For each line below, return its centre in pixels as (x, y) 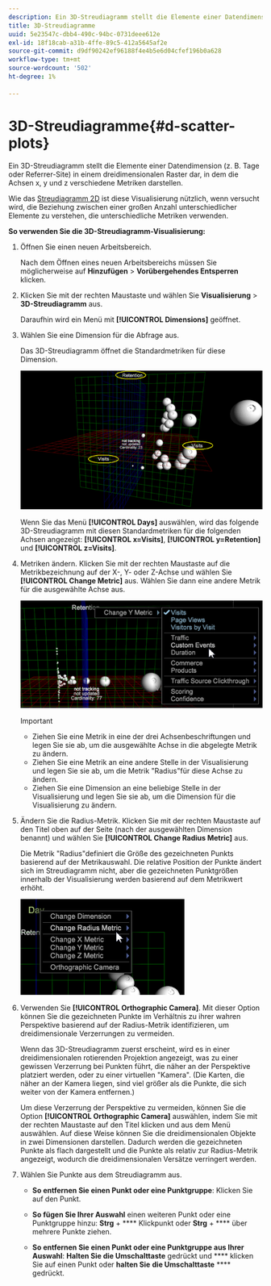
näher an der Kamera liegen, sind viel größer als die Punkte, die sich (133, 1083)
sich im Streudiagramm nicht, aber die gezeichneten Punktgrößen (129, 871)
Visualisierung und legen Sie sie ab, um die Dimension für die (134, 797)
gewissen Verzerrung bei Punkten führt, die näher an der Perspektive (135, 1067)
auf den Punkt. (56, 1199)
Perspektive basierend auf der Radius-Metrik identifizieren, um (125, 1025)
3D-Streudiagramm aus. (61, 303)
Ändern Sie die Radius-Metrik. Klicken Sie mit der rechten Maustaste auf (140, 821)
